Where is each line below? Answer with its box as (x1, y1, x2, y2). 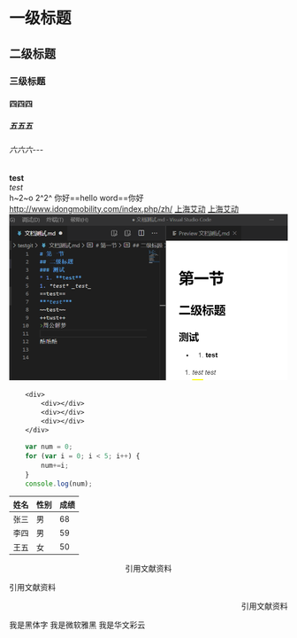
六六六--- (9, 144, 44, 155)
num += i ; (41, 461, 69, 470)
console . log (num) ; (25, 479, 93, 488)
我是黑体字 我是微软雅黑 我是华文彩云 (9, 621, 146, 630)
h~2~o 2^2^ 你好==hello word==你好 (9, 192, 144, 203)
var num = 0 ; (25, 442, 73, 451)
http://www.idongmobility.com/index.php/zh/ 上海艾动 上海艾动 (9, 203, 240, 214)
